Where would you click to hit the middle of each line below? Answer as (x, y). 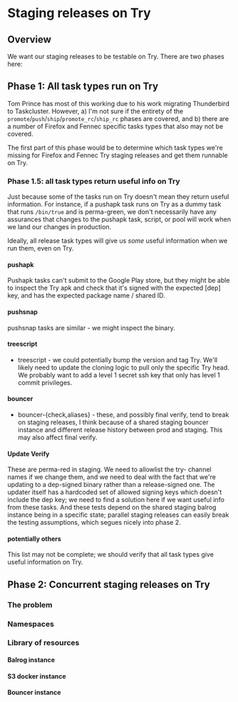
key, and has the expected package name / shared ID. (86, 295)
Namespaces (31, 624)
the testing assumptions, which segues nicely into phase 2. (94, 523)
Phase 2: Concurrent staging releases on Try (109, 584)
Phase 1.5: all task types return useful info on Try (94, 181)
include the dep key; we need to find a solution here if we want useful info (116, 500)
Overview (30, 40)
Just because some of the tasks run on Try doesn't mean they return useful (118, 197)
